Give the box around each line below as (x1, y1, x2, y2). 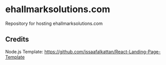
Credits (5, 35, 29, 44)
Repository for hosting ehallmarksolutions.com (5, 20, 103, 26)
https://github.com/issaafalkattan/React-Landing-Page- (44, 48, 161, 54)
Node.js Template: (5, 48, 44, 54)
